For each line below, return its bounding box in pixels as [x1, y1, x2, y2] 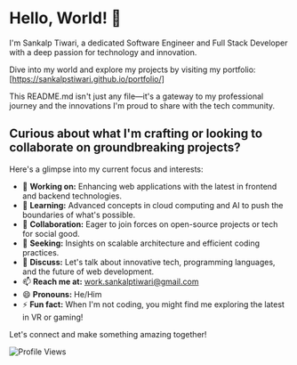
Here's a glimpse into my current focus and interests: [9, 164, 204, 174]
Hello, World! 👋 [9, 8, 122, 28]
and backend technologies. [21, 191, 123, 201]
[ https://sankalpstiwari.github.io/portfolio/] [9, 73, 165, 84]
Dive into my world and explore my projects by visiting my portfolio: [9, 64, 256, 75]
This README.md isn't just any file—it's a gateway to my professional [9, 91, 264, 101]
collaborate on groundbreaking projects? [9, 140, 241, 155]
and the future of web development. [21, 266, 155, 277]
